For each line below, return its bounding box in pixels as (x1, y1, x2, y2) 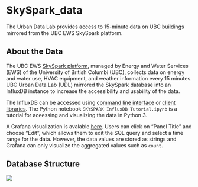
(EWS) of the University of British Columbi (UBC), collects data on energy (6, 69, 185, 76)
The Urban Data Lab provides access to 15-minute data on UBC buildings (6, 23, 184, 30)
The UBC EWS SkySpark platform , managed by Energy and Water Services (6, 62, 189, 69)
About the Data (6, 47, 63, 57)
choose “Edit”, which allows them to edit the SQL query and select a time (6, 129, 184, 136)
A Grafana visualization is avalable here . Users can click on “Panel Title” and (6, 122, 192, 130)
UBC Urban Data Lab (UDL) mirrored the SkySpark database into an (6, 81, 171, 88)
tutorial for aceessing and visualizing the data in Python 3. (6, 111, 148, 118)
